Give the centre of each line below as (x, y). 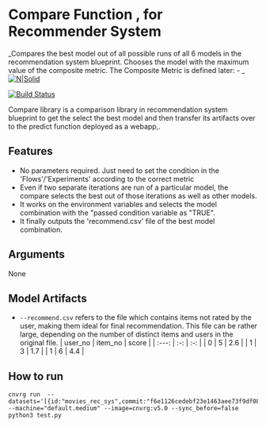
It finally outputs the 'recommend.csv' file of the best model (117, 221)
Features (30, 151)
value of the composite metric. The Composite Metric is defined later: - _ (127, 70)
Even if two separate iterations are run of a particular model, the (124, 187)
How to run (36, 376)
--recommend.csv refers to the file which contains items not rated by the (135, 317)
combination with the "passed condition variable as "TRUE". (117, 213)
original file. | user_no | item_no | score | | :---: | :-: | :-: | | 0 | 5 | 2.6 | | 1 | (138, 343)
